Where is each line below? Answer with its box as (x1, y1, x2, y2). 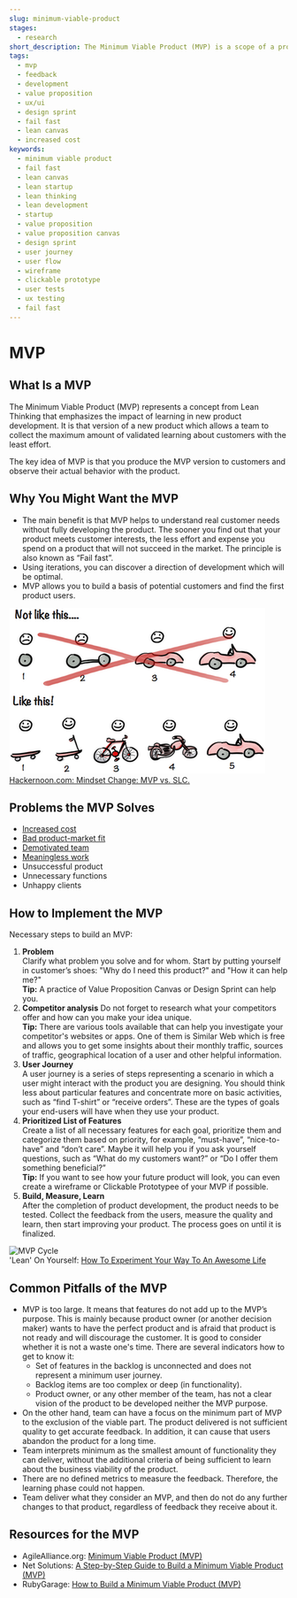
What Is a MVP (9, 378, 92, 393)
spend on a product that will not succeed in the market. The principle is (21, 542, 282, 553)
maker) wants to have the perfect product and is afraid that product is (21, 1323, 277, 1333)
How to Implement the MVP (9, 905, 164, 920)
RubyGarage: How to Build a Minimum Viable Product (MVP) (21, 1579, 241, 1589)
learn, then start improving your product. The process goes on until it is (21, 1219, 282, 1230)
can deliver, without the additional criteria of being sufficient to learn (21, 1455, 271, 1464)
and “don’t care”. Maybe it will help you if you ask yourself (45, 1144, 256, 1155)
